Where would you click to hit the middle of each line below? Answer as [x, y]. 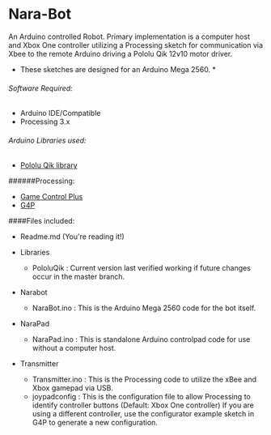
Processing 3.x [45, 122]
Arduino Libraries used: [47, 140]
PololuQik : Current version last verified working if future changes [141, 268]
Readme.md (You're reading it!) [72, 237]
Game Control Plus [51, 197]
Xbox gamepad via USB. [72, 388]
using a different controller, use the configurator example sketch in [143, 414]
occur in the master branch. [78, 277]
